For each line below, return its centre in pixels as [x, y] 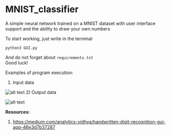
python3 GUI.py [21, 48]
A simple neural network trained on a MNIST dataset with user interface [80, 23]
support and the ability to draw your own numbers [58, 28]
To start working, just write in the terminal [49, 39]
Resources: [18, 112]
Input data [23, 82]
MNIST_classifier [42, 9]
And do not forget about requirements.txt [49, 57]
